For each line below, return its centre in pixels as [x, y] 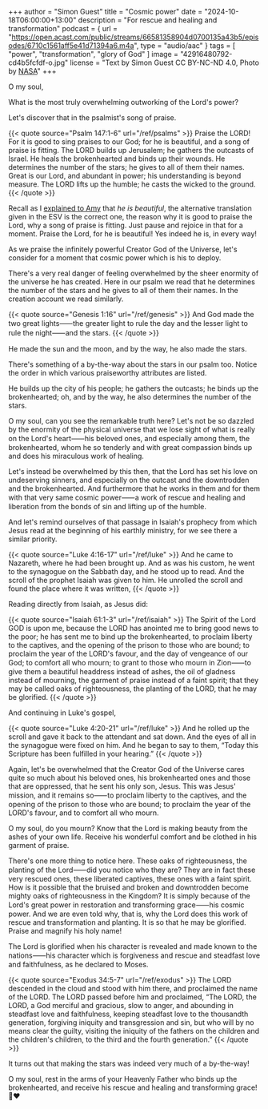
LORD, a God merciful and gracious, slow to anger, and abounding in [121, 1005]
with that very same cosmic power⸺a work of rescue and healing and [127, 497]
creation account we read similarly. [66, 299]
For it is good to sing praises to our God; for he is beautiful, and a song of [129, 142]
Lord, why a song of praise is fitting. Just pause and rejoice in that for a [126, 225]
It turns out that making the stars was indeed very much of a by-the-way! [129, 1063]
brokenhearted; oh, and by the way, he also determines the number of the [130, 397]
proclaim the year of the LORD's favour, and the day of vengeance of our [128, 653]
